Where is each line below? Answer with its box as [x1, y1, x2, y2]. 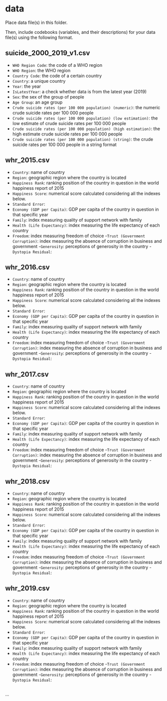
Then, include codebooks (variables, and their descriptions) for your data [5, 29, 156, 35]
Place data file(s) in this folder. [5, 19, 68, 25]
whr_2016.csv [5, 263, 50, 272]
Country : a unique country [12, 78, 66, 84]
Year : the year [12, 83, 41, 89]
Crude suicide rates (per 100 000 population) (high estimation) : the [12, 126, 161, 132]
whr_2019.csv [5, 584, 50, 593]
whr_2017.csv [5, 370, 49, 379]
